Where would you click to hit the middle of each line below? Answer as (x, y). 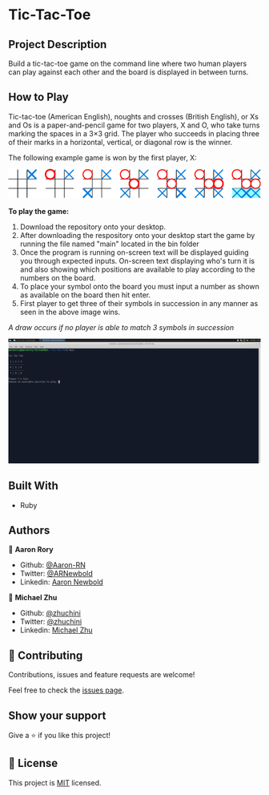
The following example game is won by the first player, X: (103, 157)
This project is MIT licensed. (55, 782)
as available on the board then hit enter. (85, 295)
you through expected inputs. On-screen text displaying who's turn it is (137, 260)
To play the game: (39, 211)
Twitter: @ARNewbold (56, 574)
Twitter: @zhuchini (51, 622)
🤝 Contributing (46, 655)
